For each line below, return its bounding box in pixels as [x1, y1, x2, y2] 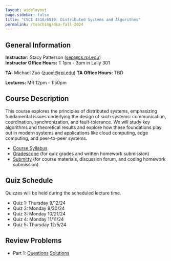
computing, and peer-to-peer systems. [5, 135, 88, 141]
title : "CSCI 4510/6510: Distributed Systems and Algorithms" [5, 17, 141, 22]
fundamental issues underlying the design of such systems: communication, [5, 113, 166, 119]
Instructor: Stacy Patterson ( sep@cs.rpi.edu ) [5, 54, 101, 60]
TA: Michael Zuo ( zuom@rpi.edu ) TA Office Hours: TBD [5, 70, 124, 76]
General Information [5, 40, 71, 49]
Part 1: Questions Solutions [12, 250, 70, 256]
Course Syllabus [12, 145, 48, 151]
